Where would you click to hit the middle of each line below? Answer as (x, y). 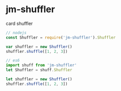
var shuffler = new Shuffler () (39, 47)
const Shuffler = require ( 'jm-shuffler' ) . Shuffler (61, 37)
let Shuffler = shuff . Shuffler (39, 70)
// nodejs (16, 33)
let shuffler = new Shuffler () (39, 79)
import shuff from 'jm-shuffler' (41, 65)
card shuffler (19, 23)
